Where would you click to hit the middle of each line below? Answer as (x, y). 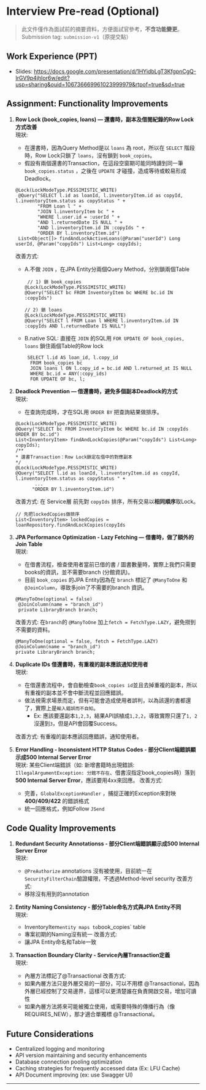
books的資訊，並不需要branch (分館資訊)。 (79, 572)
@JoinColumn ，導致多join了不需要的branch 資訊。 (86, 587)
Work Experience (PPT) (52, 57)
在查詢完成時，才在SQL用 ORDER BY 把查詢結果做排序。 (93, 412)
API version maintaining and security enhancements (81, 1056)
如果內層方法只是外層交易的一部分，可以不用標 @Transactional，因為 (112, 984)
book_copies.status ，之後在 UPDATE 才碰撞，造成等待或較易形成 (105, 171)
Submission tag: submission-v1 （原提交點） (76, 37)
